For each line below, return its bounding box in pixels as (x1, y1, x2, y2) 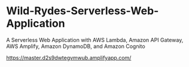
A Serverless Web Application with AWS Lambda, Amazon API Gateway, (6, 36, 184, 43)
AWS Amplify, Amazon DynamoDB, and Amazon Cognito (6, 43, 145, 50)
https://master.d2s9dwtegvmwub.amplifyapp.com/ (6, 54, 132, 61)
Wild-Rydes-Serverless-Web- (6, 4, 159, 18)
